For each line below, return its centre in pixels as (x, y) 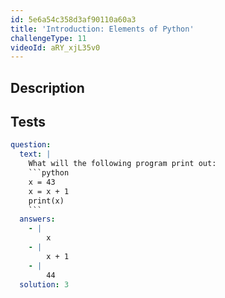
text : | (35, 154)
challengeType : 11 (48, 38)
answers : (37, 219)
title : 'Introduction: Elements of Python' (102, 29)
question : (31, 145)
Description (47, 87)
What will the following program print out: (122, 164)
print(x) (46, 201)
